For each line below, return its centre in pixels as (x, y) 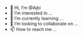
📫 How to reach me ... (33, 29)
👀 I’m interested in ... (31, 13)
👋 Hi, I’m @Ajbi (25, 8)
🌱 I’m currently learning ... (37, 18)
